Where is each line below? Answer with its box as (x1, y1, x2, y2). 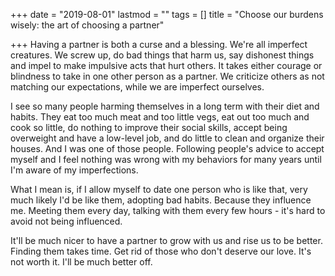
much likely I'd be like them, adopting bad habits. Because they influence (10, 194, 312, 206)
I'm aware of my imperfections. (10, 164, 139, 176)
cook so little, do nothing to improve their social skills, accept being (10, 122, 288, 133)
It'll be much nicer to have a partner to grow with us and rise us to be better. (10, 235, 323, 246)
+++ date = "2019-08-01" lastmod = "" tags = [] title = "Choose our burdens (10, 9, 324, 20)
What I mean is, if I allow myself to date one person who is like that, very (10, 184, 308, 195)
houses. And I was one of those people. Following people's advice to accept (10, 143, 325, 154)
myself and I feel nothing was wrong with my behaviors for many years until (10, 154, 322, 165)
